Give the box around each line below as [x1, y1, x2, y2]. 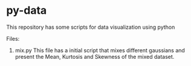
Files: [6, 35, 20, 42]
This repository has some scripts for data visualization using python [6, 23, 175, 31]
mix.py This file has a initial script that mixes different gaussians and [15, 46, 186, 54]
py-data [6, 4, 47, 17]
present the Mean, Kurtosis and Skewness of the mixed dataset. [15, 53, 175, 60]
